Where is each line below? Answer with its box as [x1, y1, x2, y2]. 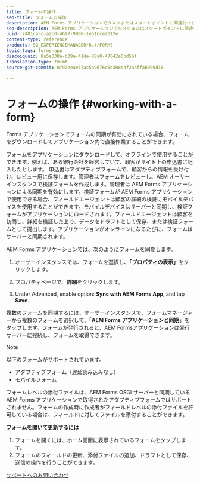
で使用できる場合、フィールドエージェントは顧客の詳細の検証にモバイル [6, 195, 183, 203]
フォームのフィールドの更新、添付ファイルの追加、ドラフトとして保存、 [14, 452, 192, 459]
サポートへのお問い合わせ [6, 471, 69, 479]
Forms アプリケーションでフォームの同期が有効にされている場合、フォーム [6, 131, 189, 138]
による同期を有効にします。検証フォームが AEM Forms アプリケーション [16, 188, 193, 195]
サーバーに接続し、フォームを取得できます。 [6, 332, 115, 339]
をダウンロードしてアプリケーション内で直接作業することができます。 [6, 138, 177, 145]
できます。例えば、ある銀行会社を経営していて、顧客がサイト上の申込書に [6, 158, 188, 166]
